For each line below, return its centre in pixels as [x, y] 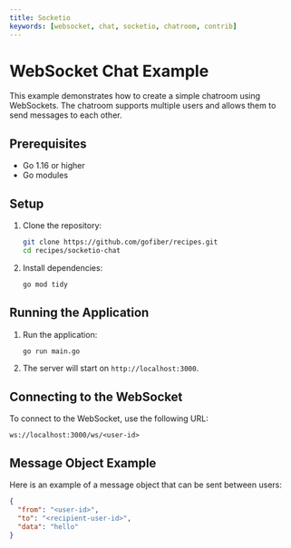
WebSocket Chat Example [109, 71]
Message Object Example [83, 463]
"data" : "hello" [48, 526]
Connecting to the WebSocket [96, 396]
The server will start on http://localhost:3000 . [111, 369]
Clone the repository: [62, 226]
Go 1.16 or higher [53, 166]
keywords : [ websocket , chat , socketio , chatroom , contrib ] [123, 26]
